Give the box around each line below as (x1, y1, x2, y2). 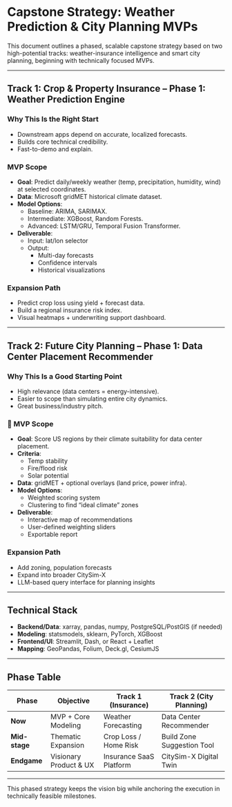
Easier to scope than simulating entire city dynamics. (17, 395, 168, 403)
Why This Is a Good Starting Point (7, 371, 122, 381)
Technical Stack (7, 604, 78, 616)
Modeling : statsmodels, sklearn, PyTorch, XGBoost (17, 630, 163, 638)
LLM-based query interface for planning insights (17, 578, 155, 586)
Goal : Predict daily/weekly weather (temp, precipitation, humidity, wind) (17, 178, 221, 186)
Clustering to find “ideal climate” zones (27, 501, 139, 509)
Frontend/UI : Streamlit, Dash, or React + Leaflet (17, 637, 154, 646)
